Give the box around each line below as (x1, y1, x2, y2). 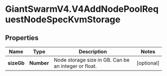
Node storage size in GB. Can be (54, 57, 130, 63)
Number (29, 60, 49, 66)
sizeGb (7, 60, 25, 66)
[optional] (136, 60, 160, 66)
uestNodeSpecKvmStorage (5, 14, 121, 25)
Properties (5, 34, 39, 42)
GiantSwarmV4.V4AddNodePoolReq (5, 3, 159, 15)
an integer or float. (54, 63, 97, 70)
